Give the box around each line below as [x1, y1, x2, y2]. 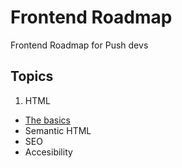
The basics [24, 114, 71, 126]
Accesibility [24, 146, 73, 158]
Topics [10, 68, 54, 85]
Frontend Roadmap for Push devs [10, 39, 149, 51]
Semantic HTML [24, 124, 92, 136]
